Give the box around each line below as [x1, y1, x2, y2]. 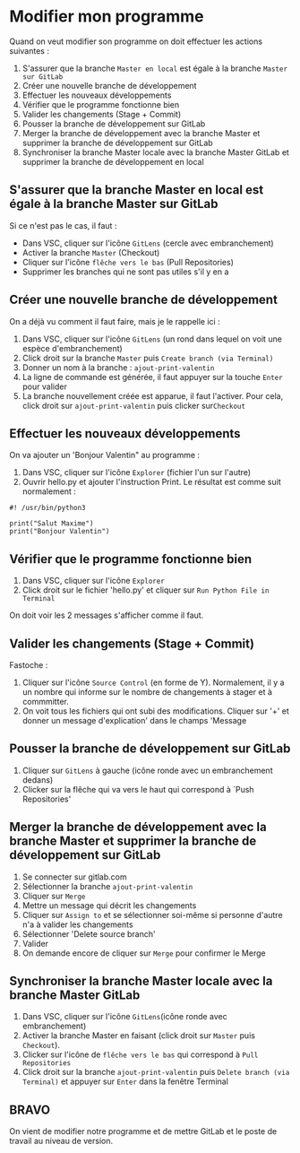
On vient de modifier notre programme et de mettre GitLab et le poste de [9, 1126, 278, 1137]
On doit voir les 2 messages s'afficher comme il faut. [9, 610, 204, 620]
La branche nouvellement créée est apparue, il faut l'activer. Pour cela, [21, 390, 284, 401]
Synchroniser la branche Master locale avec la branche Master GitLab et [21, 146, 289, 158]
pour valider [21, 381, 67, 392]
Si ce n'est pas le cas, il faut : [9, 220, 117, 230]
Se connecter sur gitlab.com [21, 871, 127, 882]
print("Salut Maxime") [9, 519, 94, 528]
